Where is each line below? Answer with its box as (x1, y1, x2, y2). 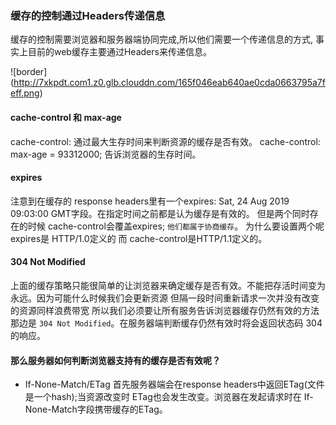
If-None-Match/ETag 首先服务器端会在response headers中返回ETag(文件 (24, 378, 325, 391)
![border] (10, 66, 48, 78)
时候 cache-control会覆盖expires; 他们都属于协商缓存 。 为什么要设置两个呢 (27, 220, 325, 232)
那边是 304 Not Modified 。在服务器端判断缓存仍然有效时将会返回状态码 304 (10, 317, 323, 329)
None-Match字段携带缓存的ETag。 (24, 403, 168, 416)
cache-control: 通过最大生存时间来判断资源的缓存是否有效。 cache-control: (10, 135, 321, 147)
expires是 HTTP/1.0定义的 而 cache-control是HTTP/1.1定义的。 (10, 232, 268, 244)
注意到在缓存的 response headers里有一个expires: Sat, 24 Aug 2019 (10, 195, 290, 207)
